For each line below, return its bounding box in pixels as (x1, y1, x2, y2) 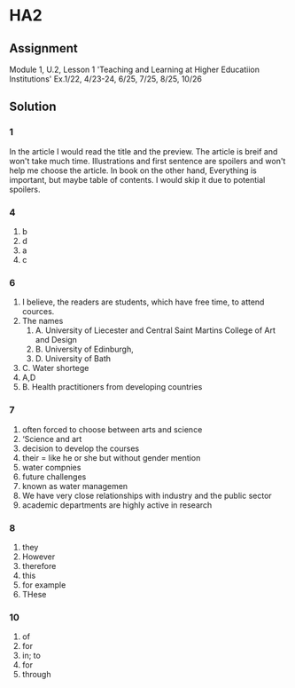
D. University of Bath (35, 353, 111, 364)
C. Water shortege (21, 363, 89, 374)
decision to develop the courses (21, 443, 140, 454)
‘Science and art (21, 433, 82, 444)
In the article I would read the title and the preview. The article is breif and (9, 146, 278, 156)
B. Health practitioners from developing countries (21, 382, 203, 392)
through (21, 669, 51, 680)
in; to (21, 650, 42, 661)
